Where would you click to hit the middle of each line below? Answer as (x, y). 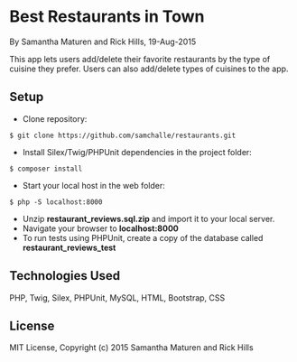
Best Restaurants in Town (107, 17)
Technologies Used (65, 276)
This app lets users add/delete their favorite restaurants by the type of (140, 59)
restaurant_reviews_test (69, 247)
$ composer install (46, 169)
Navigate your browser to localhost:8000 (100, 228)
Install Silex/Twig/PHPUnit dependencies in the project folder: (137, 152)
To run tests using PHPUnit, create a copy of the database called (143, 237)
